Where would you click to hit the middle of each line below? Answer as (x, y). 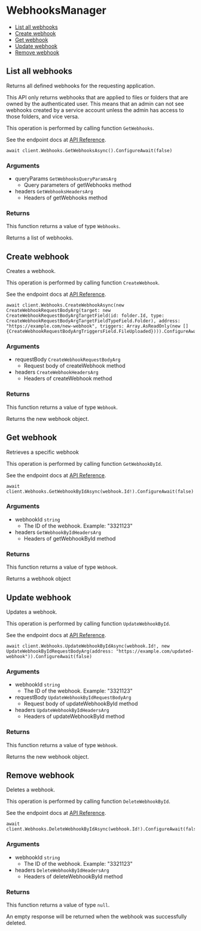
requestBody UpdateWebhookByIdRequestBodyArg (73, 698)
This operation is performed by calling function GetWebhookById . (84, 463)
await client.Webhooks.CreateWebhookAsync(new (65, 305)
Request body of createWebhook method (74, 366)
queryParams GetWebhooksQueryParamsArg (66, 179)
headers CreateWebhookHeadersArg (57, 372)
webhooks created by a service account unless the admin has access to (95, 110)
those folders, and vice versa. (43, 116)
